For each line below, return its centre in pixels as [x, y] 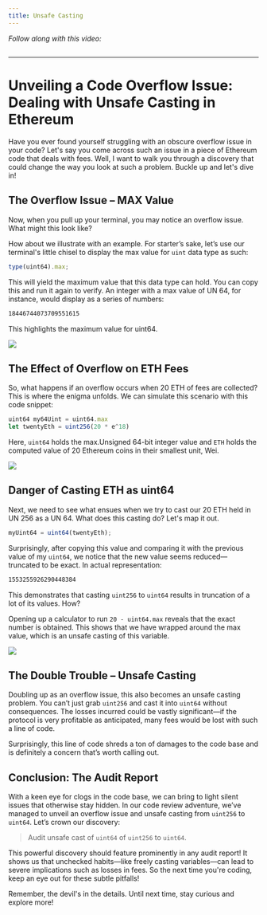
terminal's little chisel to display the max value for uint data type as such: [128, 252]
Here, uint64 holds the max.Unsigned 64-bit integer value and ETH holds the [132, 442]
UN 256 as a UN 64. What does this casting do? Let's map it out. [114, 518]
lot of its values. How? [44, 603]
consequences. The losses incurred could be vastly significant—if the [122, 712]
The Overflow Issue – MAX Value [91, 200]
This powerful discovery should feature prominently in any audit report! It [128, 853]
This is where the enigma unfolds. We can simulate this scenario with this [128, 396]
